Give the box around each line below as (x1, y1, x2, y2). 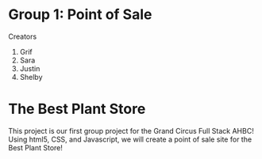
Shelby (19, 72, 43, 81)
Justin (19, 63, 40, 73)
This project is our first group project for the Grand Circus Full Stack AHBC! (8, 126, 254, 135)
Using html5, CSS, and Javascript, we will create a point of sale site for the (8, 134, 252, 144)
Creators (8, 32, 37, 41)
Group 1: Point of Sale (8, 6, 152, 24)
